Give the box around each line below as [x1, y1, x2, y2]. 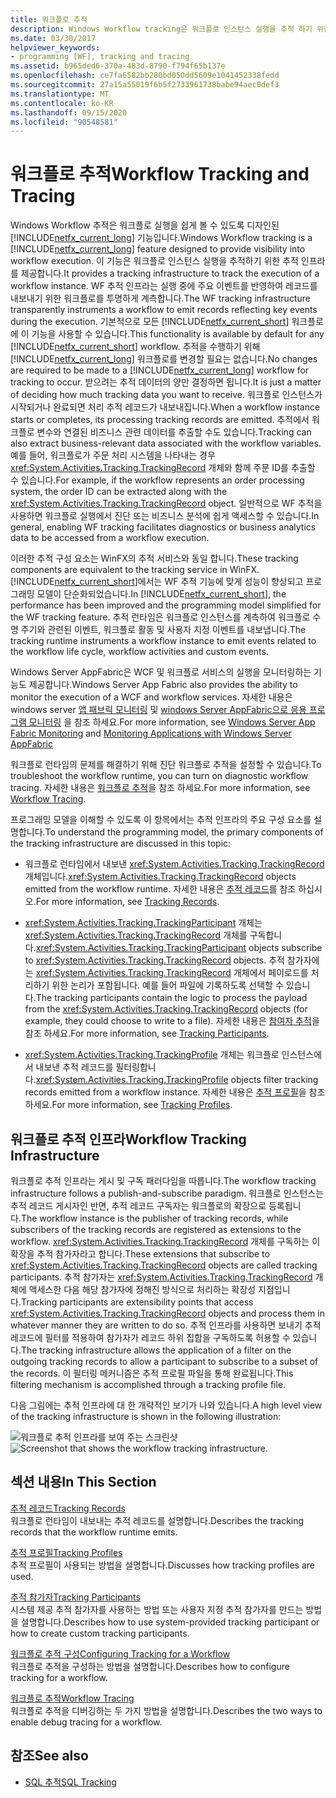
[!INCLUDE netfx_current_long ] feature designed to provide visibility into [10, 243, 306, 255]
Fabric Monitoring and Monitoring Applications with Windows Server [10, 727, 292, 740]
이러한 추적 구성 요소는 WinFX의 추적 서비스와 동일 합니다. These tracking [10, 552, 299, 565]
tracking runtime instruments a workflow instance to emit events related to [10, 635, 317, 647]
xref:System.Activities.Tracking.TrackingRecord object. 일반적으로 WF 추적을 [10, 497, 323, 510]
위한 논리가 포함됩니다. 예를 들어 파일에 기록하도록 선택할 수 [51, 979, 284, 991]
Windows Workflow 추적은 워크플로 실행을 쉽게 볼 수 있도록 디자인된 [10, 219, 280, 231]
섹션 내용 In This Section [10, 1474, 157, 1491]
